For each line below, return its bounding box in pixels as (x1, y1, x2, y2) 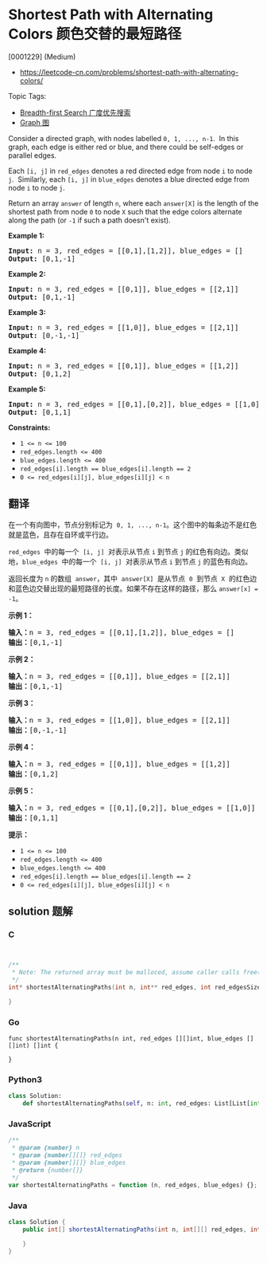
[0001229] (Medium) (8, 52, 76, 61)
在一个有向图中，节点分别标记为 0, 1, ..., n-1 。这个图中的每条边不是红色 (8, 520, 257, 529)
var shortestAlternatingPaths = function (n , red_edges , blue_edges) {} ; (8, 1181, 258, 1189)
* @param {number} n (11, 1144, 80, 1152)
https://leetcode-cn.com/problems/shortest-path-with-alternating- (19, 67, 239, 77)
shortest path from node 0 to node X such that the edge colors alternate (8, 207, 242, 216)
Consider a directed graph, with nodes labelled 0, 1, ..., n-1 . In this (8, 133, 239, 143)
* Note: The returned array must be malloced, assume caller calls (11, 969, 240, 977)
